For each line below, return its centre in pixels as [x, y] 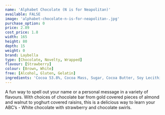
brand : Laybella [22, 55]
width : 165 [16, 37]
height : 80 [16, 42]
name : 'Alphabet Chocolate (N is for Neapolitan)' [58, 10]
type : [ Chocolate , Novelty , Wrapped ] [44, 60]
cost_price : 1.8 [22, 32]
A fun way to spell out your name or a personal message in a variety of [77, 92]
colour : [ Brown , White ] [29, 69]
